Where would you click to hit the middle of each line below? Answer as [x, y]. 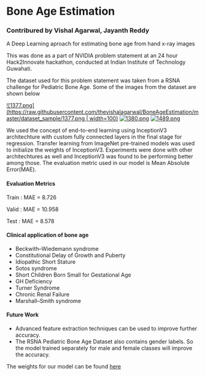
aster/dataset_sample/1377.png [46, 118]
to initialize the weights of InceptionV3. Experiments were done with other [99, 150]
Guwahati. [19, 69]
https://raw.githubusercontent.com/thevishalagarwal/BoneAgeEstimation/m [103, 112]
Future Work [22, 315]
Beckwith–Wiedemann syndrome [57, 248]
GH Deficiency [33, 281]
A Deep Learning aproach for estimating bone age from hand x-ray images [101, 44]
